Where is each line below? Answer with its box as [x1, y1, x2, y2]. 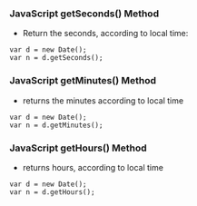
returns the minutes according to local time [22, 94, 184, 106]
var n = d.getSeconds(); [9, 54, 103, 63]
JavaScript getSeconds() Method [9, 7, 160, 20]
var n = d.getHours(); [9, 187, 95, 197]
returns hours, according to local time [22, 162, 163, 172]
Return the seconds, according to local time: [22, 28, 189, 39]
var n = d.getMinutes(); [9, 121, 103, 130]
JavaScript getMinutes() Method [9, 74, 157, 87]
